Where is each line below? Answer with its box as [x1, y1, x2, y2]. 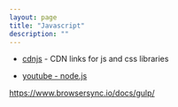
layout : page [9, 12, 58, 22]
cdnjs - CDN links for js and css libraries [21, 54, 169, 65]
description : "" [9, 29, 69, 38]
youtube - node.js [21, 71, 88, 81]
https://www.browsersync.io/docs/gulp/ [9, 88, 155, 98]
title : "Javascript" [9, 21, 86, 30]
